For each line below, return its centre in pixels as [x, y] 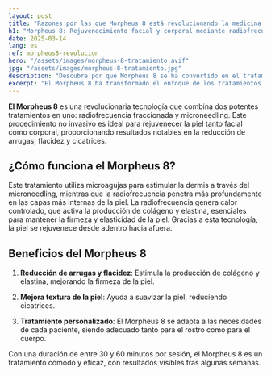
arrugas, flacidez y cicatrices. [58, 140]
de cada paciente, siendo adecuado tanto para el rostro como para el [135, 330]
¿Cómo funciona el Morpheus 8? [92, 166]
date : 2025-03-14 [38, 38]
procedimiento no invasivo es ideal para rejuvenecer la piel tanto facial [126, 123]
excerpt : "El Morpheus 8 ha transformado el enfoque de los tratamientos [135, 83]
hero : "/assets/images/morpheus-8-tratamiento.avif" [99, 61]
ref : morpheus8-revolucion [54, 53]
